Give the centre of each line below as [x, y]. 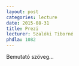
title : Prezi [22, 28]
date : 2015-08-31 [28, 23]
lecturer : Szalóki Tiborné [40, 34]
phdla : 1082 [21, 40]
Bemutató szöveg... [30, 57]
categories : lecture [32, 17]
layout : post [22, 12]
